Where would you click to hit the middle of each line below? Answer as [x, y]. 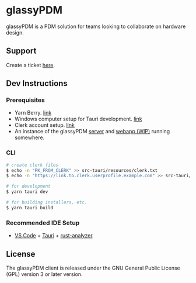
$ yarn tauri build [30, 208]
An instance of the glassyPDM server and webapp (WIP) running [92, 132]
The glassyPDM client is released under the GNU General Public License [93, 268]
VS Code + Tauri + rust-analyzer [53, 236]
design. [15, 32]
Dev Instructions [37, 83]
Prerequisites [25, 100]
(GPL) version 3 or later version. [44, 274]
